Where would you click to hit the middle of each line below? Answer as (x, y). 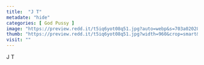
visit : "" (19, 40)
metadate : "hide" (28, 17)
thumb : (15, 34)
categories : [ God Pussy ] (40, 23)
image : (15, 29)
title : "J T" (24, 12)
